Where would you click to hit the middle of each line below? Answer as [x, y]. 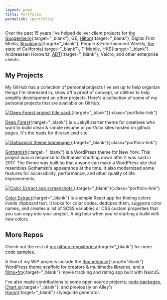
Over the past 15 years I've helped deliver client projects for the [70, 33]
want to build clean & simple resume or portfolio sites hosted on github [78, 128]
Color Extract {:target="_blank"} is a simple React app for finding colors [78, 198]
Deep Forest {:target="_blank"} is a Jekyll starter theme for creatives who [80, 122]
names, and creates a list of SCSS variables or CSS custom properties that [82, 208]
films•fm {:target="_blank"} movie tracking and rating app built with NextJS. [83, 272]
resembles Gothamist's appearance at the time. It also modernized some [80, 168]
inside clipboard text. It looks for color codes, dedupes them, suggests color [83, 203]
